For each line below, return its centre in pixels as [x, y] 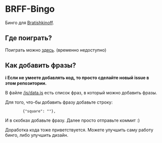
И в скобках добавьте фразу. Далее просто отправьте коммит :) [72, 120]
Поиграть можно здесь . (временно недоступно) [56, 50]
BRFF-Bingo [30, 9]
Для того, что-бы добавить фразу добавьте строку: [59, 102]
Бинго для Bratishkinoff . [29, 23]
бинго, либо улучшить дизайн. [37, 135]
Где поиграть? [29, 38]
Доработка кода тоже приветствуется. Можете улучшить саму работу [79, 130]
